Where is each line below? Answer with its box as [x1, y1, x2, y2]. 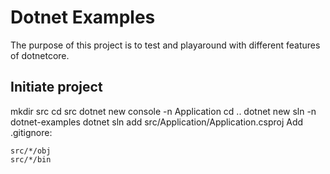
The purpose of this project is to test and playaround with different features [10, 39, 321, 51]
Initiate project [10, 79, 103, 96]
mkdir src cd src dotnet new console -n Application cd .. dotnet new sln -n [10, 105, 317, 117]
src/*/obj [10, 146, 52, 156]
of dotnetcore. [10, 49, 70, 61]
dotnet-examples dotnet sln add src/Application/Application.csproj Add [10, 116, 304, 128]
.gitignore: [10, 126, 53, 138]
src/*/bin [10, 154, 52, 165]
